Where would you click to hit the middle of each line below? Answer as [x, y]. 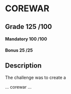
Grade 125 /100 [29, 27]
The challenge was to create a [35, 77]
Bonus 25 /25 [19, 50]
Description [23, 66]
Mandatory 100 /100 [26, 39]
